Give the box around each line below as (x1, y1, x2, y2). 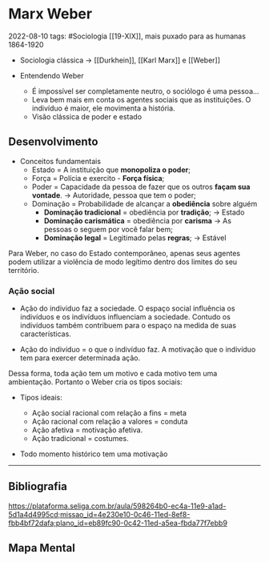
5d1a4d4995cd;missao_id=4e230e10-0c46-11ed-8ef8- (8, 509, 191, 519)
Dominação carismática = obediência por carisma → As (43, 215, 232, 225)
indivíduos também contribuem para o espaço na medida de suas (19, 321, 237, 331)
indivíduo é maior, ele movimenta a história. (31, 103, 175, 113)
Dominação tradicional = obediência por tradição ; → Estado (43, 207, 245, 217)
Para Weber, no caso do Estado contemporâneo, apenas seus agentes (8, 248, 241, 258)
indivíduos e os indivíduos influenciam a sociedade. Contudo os (19, 312, 231, 322)
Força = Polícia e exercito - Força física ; (31, 173, 165, 183)
